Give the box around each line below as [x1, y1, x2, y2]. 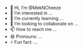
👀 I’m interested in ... [10, 10, 53, 16]
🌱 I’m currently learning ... [10, 15, 64, 21]
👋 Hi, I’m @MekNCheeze [10, 5, 61, 10]
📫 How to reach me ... [10, 26, 57, 32]
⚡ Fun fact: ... [10, 39, 38, 45]
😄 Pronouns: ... [10, 33, 43, 39]
